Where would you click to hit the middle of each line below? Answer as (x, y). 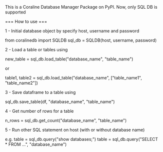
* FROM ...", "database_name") (36, 144)
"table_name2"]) (21, 83)
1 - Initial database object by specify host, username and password (72, 31)
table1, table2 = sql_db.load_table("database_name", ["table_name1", (73, 78)
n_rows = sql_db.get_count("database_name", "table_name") (66, 120)
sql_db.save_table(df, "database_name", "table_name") (60, 102)
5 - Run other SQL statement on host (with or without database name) (75, 130)
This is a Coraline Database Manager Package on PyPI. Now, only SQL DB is (81, 7)
